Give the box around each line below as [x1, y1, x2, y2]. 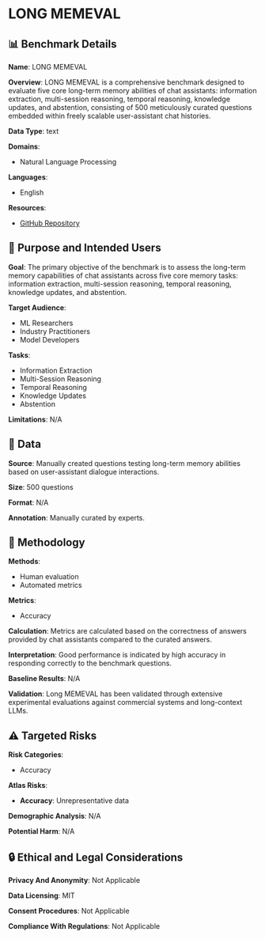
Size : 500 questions [8, 482, 74, 491]
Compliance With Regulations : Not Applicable [8, 922, 161, 931]
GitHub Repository [19, 218, 81, 228]
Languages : [8, 172, 48, 182]
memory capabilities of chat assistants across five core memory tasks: [8, 271, 239, 280]
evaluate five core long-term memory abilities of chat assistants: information [8, 86, 257, 95]
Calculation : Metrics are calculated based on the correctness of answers [8, 627, 247, 636]
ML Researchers [19, 318, 74, 328]
